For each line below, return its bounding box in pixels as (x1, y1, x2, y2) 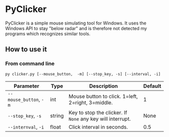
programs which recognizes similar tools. (5, 30, 91, 36)
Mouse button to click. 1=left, (68, 92, 138, 99)
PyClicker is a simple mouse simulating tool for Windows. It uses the (5, 20, 147, 26)
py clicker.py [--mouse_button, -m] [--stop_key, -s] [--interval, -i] (5, 71, 161, 76)
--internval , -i (8, 123, 44, 130)
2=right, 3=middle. (68, 99, 113, 106)
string (50, 112, 64, 119)
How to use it (5, 45, 47, 53)
